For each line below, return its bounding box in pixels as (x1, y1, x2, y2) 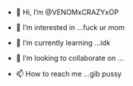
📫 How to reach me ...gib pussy (15, 69, 122, 78)
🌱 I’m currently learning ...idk (15, 38, 111, 47)
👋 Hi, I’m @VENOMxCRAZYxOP (15, 8, 119, 17)
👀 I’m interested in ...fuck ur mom (15, 23, 125, 32)
